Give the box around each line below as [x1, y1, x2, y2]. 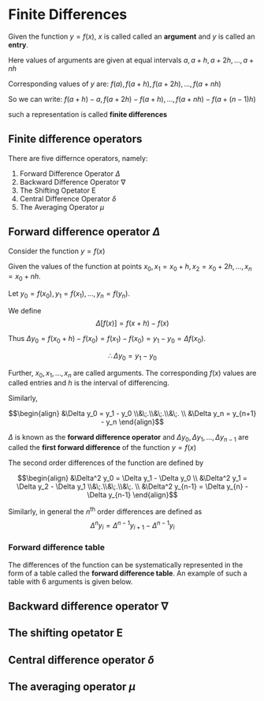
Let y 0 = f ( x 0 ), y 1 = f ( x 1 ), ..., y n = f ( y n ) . [8, 289, 130, 300]
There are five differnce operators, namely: [8, 153, 148, 163]
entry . [8, 39, 29, 49]
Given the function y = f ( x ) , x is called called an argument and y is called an [8, 32, 255, 41]
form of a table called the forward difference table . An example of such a [8, 568, 247, 578]
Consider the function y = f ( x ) [8, 246, 106, 256]
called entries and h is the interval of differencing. [8, 378, 169, 388]
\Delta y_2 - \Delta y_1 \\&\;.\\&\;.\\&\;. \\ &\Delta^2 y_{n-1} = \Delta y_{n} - [16, 482, 249, 491]
